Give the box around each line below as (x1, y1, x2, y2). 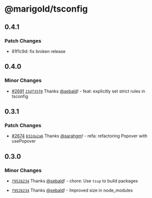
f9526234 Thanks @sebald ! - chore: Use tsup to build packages (11, 178, 138, 183)
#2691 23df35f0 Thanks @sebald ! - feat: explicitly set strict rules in (11, 88, 145, 94)
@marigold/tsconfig (4, 3, 88, 15)
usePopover (11, 138, 36, 144)
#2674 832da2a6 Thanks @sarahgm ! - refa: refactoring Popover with (11, 133, 148, 139)
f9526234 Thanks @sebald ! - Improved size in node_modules (11, 187, 133, 193)
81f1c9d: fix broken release (11, 48, 66, 54)
